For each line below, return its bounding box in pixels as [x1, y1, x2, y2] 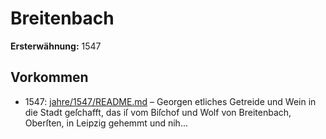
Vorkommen [10, 69, 89, 86]
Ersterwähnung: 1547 [10, 40, 102, 52]
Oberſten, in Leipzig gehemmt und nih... [24, 117, 188, 129]
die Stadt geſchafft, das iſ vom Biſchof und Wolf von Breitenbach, [24, 106, 292, 118]
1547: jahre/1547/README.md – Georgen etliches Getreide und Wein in [24, 95, 317, 107]
